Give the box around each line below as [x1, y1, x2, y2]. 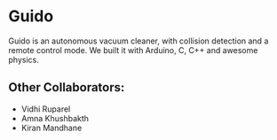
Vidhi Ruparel [20, 104, 71, 114]
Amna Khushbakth [20, 113, 90, 123]
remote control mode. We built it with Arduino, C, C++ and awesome [8, 44, 258, 55]
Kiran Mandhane [20, 122, 83, 133]
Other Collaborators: [8, 80, 125, 95]
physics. [8, 54, 39, 65]
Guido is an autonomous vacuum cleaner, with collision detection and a [8, 35, 269, 46]
